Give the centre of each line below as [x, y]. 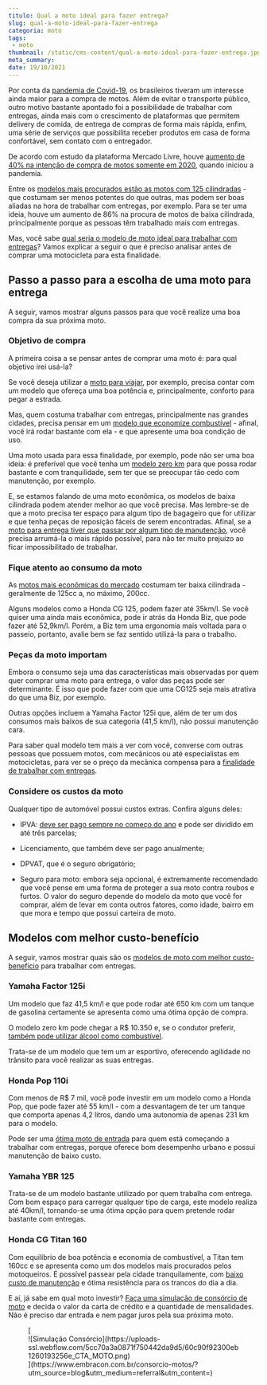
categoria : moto [35, 30]
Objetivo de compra [47, 341]
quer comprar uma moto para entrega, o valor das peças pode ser [116, 681]
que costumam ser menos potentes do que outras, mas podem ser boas [126, 197]
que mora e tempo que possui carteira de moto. [98, 912]
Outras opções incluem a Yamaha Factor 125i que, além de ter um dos [123, 713]
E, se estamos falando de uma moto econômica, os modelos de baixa [122, 496]
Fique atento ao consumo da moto [75, 567]
